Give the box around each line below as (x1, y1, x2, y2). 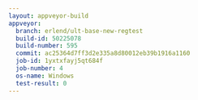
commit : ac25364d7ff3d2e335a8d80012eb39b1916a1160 (15, 49, 191, 57)
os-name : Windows (15, 72, 75, 80)
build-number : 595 (15, 42, 79, 50)
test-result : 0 (15, 79, 67, 87)
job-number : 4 (15, 65, 63, 73)
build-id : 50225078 (15, 34, 82, 43)
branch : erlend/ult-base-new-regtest (15, 27, 144, 35)
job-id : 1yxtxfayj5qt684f (15, 57, 104, 65)
